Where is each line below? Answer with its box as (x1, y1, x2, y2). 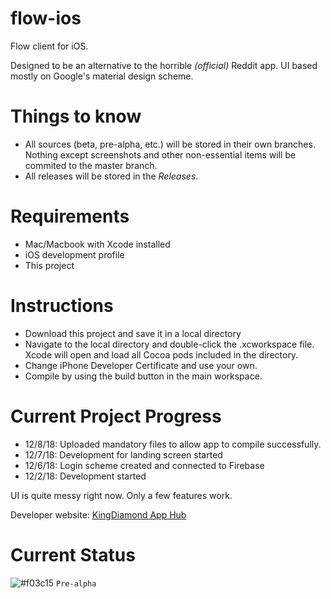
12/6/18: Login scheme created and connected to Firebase (24, 459, 265, 471)
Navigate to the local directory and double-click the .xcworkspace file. (24, 338, 315, 350)
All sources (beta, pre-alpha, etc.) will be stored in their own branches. (24, 138, 316, 150)
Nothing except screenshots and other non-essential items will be (24, 148, 297, 161)
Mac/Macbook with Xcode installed (24, 238, 171, 250)
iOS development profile (24, 248, 125, 261)
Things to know (10, 105, 142, 128)
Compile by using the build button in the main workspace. (24, 370, 263, 382)
